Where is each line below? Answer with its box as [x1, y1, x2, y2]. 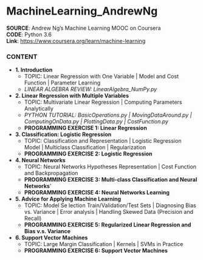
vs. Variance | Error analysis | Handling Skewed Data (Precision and [24, 208, 193, 216]
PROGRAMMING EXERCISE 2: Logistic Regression [24, 150, 153, 157]
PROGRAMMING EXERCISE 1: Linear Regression [24, 125, 147, 132]
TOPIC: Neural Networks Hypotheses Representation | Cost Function [24, 163, 196, 171]
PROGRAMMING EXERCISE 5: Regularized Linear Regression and [24, 221, 191, 228]
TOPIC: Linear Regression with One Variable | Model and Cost [24, 73, 179, 80]
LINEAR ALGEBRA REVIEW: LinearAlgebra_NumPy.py [24, 86, 157, 93]
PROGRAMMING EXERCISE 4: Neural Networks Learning [24, 189, 170, 196]
